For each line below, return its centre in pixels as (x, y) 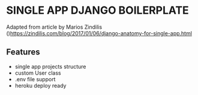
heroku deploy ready (40, 85)
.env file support (35, 79)
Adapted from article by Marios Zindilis (54, 27)
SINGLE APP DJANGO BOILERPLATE (97, 10)
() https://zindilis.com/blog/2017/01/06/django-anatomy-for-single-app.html (99, 33)
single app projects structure (50, 66)
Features (23, 52)
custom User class (38, 73)
